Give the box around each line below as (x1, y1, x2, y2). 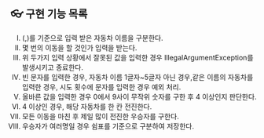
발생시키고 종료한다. (21, 62, 83, 72)
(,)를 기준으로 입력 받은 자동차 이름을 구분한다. (21, 33, 163, 42)
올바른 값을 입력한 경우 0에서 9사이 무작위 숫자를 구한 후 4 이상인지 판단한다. (21, 92, 257, 101)
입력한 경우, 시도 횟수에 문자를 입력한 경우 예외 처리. (21, 82, 181, 92)
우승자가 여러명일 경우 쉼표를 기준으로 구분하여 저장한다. (21, 121, 195, 131)
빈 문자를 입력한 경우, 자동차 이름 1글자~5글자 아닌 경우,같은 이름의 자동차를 (21, 72, 254, 82)
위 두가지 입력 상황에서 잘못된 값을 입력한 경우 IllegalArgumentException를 (21, 53, 254, 62)
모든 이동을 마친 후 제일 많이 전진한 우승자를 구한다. (21, 111, 179, 121)
